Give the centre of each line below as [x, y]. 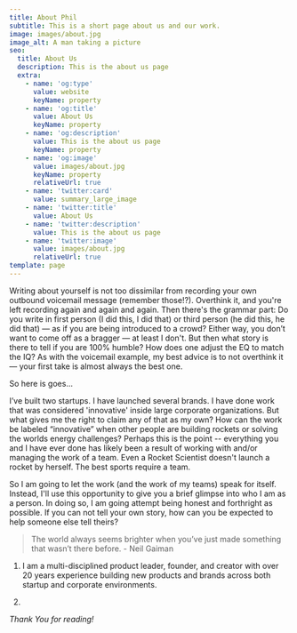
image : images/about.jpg [55, 34]
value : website [61, 92]
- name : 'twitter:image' [71, 241]
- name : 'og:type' [59, 84]
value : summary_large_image [85, 200]
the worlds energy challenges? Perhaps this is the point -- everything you [144, 438]
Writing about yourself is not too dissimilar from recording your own [133, 291]
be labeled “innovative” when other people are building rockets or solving [144, 429]
